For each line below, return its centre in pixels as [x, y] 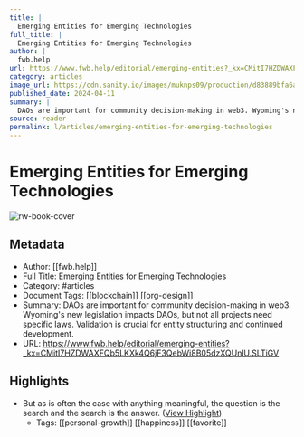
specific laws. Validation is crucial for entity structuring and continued [152, 324]
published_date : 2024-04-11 [62, 93]
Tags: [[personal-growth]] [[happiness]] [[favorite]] [132, 423]
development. [48, 333]
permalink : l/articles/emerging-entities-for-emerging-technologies [141, 128]
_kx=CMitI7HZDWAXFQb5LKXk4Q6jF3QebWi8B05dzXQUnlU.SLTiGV [151, 353]
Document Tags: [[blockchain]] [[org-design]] [108, 295]
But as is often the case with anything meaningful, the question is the [151, 403]
